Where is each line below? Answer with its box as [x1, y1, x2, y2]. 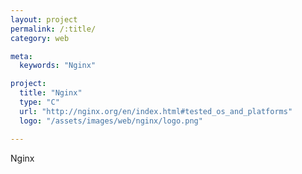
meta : [10, 51, 33, 61]
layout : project [10, 14, 78, 25]
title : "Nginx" [19, 88, 83, 98]
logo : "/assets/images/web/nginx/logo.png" [19, 116, 203, 126]
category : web [10, 33, 70, 43]
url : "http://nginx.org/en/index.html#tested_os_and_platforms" [19, 106, 293, 116]
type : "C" [19, 97, 60, 107]
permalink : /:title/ [10, 24, 97, 34]
